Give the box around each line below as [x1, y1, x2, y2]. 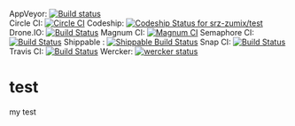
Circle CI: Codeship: [9, 18, 125, 28]
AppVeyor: [9, 9, 48, 19]
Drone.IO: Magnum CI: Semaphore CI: [9, 28, 255, 37]
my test [9, 106, 37, 117]
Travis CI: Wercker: [9, 46, 134, 57]
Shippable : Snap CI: [63, 36, 232, 47]
